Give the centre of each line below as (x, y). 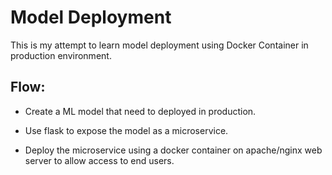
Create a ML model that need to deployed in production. (140, 111)
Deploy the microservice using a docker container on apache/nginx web (173, 150)
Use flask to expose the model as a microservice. (126, 130)
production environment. (61, 55)
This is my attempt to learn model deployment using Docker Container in (159, 45)
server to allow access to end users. (99, 160)
